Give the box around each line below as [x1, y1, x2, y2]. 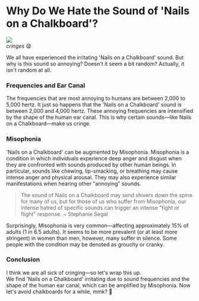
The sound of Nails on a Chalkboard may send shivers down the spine [20, 191, 193, 198]
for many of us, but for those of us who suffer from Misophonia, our [20, 198, 187, 205]
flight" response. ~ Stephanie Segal [20, 210, 108, 217]
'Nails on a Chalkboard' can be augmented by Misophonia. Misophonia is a [6, 148, 189, 156]
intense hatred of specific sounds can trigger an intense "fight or [20, 204, 180, 211]
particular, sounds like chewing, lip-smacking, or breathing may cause [6, 167, 178, 175]
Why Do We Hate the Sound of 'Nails [6, 4, 190, 18]
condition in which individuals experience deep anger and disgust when [6, 154, 182, 161]
